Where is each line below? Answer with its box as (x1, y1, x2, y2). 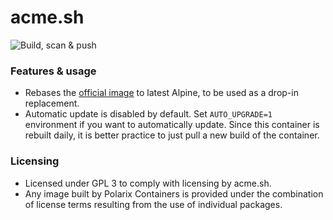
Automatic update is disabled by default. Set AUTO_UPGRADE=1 (24, 108, 273, 120)
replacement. (24, 97, 80, 110)
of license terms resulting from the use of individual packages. (24, 198, 283, 210)
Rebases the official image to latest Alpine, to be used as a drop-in (24, 87, 299, 99)
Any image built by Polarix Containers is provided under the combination (24, 187, 324, 200)
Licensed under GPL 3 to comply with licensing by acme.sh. (24, 177, 272, 189)
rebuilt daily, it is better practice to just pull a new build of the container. (24, 129, 320, 141)
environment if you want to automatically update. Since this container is (24, 119, 320, 131)
